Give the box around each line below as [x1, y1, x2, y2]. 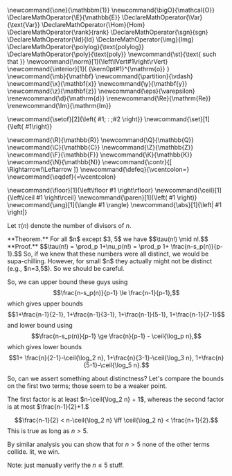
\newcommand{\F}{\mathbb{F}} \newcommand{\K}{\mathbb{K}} [7, 150, 193, 159]
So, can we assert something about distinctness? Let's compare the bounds [7, 374, 224, 382]
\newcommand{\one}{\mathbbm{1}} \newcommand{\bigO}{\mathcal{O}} [7, 6, 215, 14]
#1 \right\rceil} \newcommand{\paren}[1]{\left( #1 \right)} [36, 193, 197, 202]
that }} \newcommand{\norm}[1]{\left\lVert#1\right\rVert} [7, 58, 168, 65]
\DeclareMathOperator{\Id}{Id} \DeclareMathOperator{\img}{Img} [7, 35, 194, 44]
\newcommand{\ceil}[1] [154, 186, 222, 194]
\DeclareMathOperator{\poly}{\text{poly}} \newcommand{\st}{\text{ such [7, 50, 217, 58]
